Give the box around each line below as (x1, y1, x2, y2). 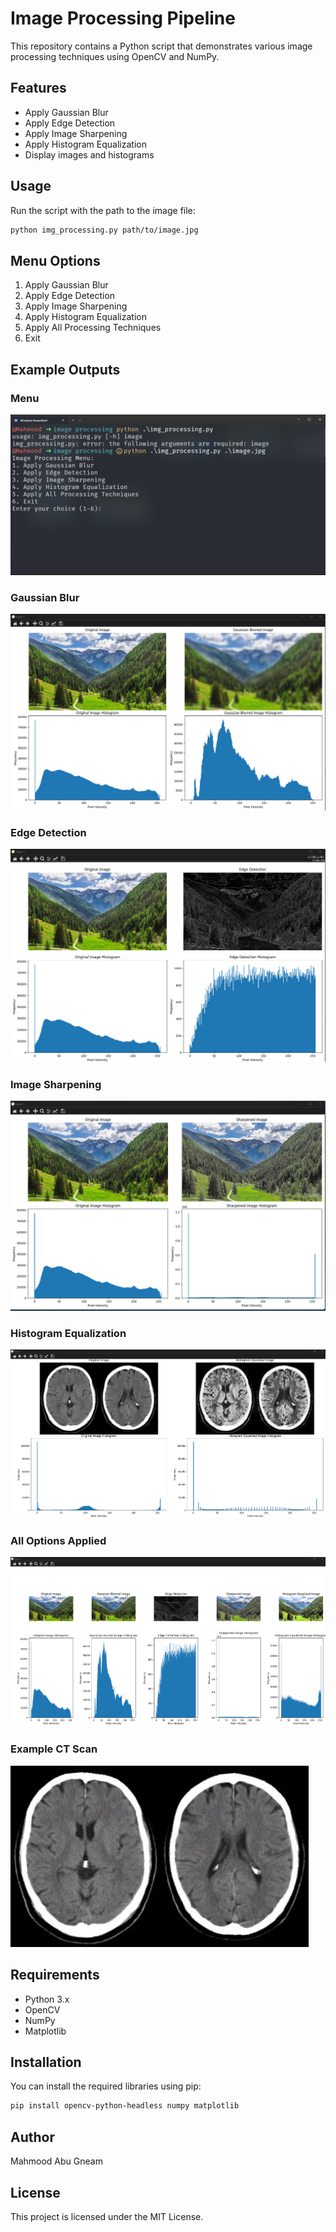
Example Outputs (10, 361, 121, 378)
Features (10, 80, 67, 97)
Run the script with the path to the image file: (10, 204, 196, 216)
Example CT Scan (10, 1742, 98, 1756)
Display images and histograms (24, 148, 155, 161)
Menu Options (10, 252, 101, 269)
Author (10, 2128, 55, 2146)
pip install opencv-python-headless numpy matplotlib (10, 2101, 240, 2111)
